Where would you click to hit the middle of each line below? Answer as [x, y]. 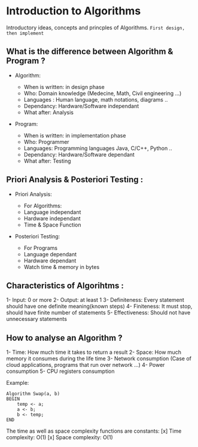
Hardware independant [52, 218]
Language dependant [50, 254]
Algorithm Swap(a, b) [33, 394]
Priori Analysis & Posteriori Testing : [75, 180]
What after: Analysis [48, 112]
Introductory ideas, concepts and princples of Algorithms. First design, [96, 27]
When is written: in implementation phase [75, 135]
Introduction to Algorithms [74, 11]
